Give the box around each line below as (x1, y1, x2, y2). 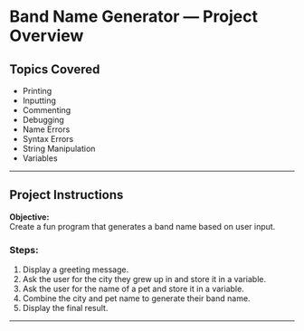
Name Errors (22, 124, 71, 135)
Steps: (9, 243, 39, 256)
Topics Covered (9, 61, 100, 77)
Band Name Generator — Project (9, 6, 258, 27)
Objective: (9, 211, 50, 222)
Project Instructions (9, 187, 124, 203)
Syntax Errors (22, 134, 74, 144)
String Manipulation (22, 143, 96, 154)
